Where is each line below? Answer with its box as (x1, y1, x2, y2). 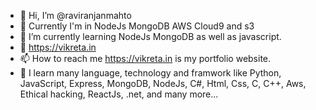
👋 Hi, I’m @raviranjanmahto (19, 10, 132, 21)
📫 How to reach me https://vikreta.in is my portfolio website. (19, 53, 272, 64)
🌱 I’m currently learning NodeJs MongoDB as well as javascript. (19, 31, 282, 42)
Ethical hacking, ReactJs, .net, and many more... (19, 88, 219, 100)
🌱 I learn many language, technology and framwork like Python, (19, 67, 282, 79)
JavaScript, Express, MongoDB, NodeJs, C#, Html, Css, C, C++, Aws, (19, 78, 307, 89)
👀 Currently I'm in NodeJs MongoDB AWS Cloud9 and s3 (19, 20, 255, 32)
